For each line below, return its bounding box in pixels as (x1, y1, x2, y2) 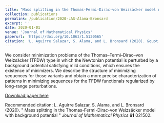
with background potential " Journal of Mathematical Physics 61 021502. (5, 112, 152, 118)
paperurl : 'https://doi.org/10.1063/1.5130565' (5, 35, 104, 39)
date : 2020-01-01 (5, 25, 41, 30)
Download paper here (5, 92, 49, 98)
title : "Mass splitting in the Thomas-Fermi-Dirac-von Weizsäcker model (5, 7, 156, 12)
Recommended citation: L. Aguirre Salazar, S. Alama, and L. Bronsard (5, 102, 144, 107)
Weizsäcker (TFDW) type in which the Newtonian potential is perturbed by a (5, 57, 158, 63)
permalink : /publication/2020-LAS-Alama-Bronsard (5, 16, 108, 21)
